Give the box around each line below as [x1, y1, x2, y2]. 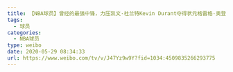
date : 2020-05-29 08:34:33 [7, 49, 85, 56]
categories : [7, 29, 42, 36]
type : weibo [7, 42, 42, 49]
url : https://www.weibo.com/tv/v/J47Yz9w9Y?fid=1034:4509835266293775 [7, 55, 216, 62]
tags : [7, 16, 23, 23]
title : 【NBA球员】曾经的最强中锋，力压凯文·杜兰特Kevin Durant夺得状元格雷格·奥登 [7, 10, 227, 17]
